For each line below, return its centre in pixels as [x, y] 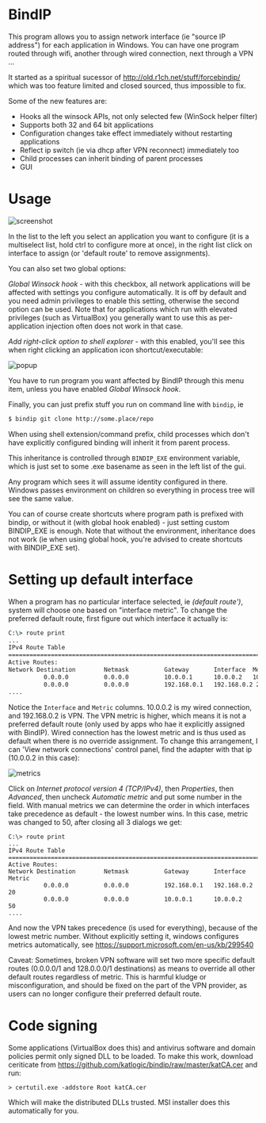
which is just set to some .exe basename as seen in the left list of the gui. [127, 466]
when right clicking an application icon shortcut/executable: [106, 350]
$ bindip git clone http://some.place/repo [81, 419]
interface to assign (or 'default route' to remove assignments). [109, 253]
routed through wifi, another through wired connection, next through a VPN [131, 53]
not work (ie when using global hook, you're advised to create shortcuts [125, 539]
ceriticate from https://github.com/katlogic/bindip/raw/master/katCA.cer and [133, 1064]
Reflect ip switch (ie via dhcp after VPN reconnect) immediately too [129, 150]
